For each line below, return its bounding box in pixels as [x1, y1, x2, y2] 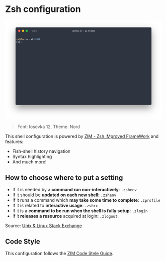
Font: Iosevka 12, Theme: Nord [17, 124, 81, 130]
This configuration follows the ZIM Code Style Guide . [5, 251, 114, 257]
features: [5, 138, 24, 145]
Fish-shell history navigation [12, 148, 71, 154]
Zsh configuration [5, 3, 81, 15]
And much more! [12, 159, 47, 165]
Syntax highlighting [12, 153, 52, 160]
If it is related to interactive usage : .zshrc [12, 203, 98, 209]
